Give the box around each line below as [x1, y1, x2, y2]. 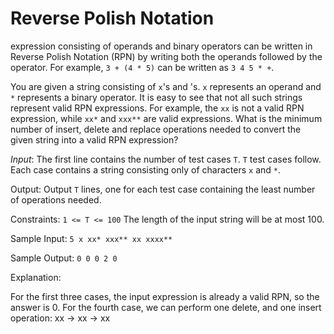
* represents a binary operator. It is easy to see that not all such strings [10, 91, 303, 103]
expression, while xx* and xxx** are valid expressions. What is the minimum [10, 112, 323, 124]
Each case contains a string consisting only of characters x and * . [10, 163, 281, 176]
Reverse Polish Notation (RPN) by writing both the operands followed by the [10, 50, 323, 62]
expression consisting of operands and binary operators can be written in [10, 40, 313, 52]
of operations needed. [10, 193, 102, 206]
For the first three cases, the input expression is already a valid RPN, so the [10, 290, 320, 302]
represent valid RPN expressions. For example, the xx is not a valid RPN [10, 102, 305, 114]
